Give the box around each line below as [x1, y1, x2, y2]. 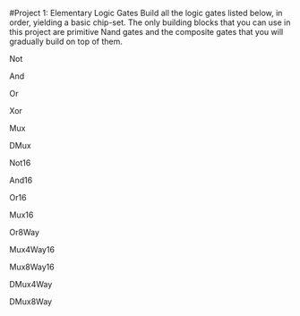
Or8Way [9, 227, 40, 237]
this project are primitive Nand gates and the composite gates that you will [9, 27, 284, 37]
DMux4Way [9, 279, 53, 289]
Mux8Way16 [9, 261, 56, 272]
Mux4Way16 [9, 244, 56, 254]
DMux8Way [9, 296, 52, 307]
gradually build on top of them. [9, 36, 124, 47]
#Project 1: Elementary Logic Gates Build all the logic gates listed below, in [9, 8, 283, 18]
